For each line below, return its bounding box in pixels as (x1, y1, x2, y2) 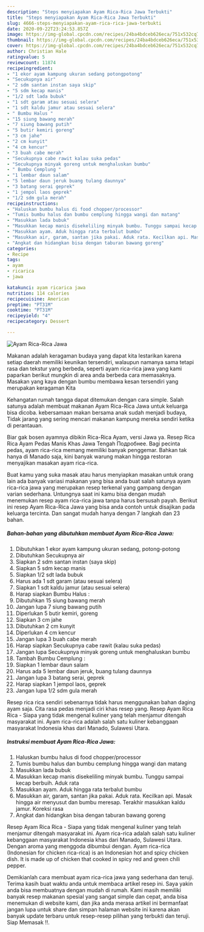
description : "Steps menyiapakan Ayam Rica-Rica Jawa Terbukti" (7, 8, 173, 15)
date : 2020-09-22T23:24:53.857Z (7, 25, 88, 32)
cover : (7, 43, 24, 49)
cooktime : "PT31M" (7, 307, 53, 313)
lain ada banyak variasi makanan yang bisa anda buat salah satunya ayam (7, 477, 191, 485)
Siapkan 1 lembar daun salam (15, 661, 89, 668)
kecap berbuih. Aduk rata (15, 779, 79, 787)
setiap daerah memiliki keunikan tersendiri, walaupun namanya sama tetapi (7, 358, 194, 365)
